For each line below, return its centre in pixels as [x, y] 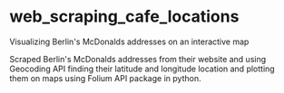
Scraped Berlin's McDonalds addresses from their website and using [138, 59]
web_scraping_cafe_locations [124, 17]
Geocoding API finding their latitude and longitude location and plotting [142, 69]
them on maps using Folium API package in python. [105, 78]
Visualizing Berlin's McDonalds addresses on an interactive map [129, 42]
